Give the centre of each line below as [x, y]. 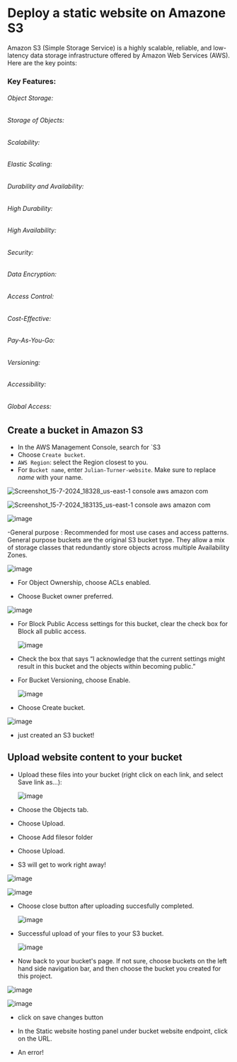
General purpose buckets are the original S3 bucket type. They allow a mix [116, 540]
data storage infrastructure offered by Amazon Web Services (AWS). [130, 55]
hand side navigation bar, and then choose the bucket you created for [119, 968]
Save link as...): [40, 782]
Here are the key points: [42, 62]
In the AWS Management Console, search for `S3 [89, 447]
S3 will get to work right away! [62, 865]
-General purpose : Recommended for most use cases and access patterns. [118, 532]
